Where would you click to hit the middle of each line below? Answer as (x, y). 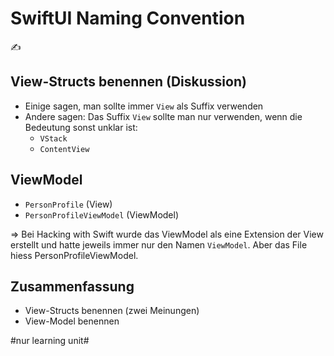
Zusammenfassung (72, 286)
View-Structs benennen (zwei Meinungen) (112, 311)
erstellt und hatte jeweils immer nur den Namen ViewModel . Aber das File (159, 244)
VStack (53, 138)
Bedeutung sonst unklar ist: (81, 127)
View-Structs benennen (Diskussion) (128, 82)
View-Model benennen (72, 321)
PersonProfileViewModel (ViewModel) (102, 214)
